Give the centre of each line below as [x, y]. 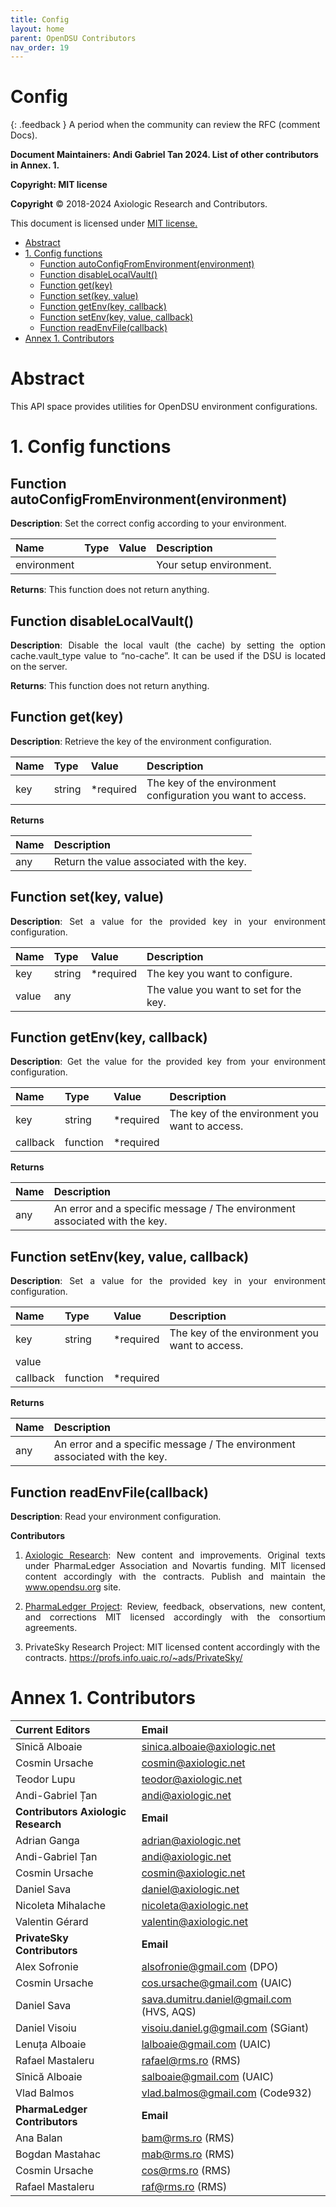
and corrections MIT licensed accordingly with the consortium [175, 1617]
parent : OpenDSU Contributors [73, 38]
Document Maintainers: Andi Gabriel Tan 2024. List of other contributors [164, 155]
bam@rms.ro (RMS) [188, 2138]
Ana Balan [39, 2138]
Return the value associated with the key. [150, 861]
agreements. [51, 1627]
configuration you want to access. [226, 795]
